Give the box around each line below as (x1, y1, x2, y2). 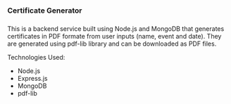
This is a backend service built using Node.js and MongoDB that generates (7, 24, 225, 33)
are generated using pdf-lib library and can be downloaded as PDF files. (7, 39, 217, 48)
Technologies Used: (7, 53, 65, 61)
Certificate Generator (7, 6, 82, 15)
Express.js (17, 74, 48, 82)
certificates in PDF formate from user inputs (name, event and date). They (7, 32, 222, 40)
